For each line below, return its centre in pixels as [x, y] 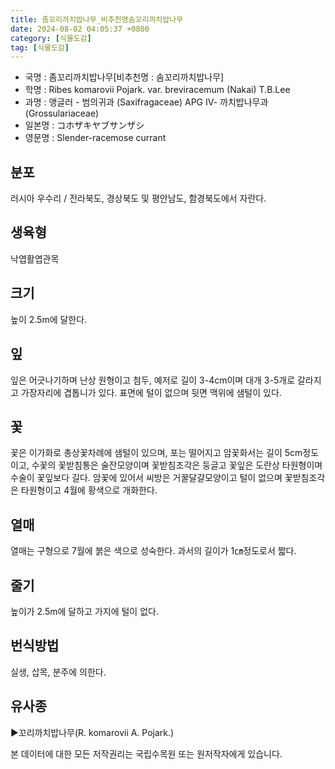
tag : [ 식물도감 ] [40, 47]
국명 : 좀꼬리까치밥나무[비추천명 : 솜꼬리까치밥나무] [124, 77]
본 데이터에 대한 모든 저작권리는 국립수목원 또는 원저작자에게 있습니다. [146, 753]
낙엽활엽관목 [35, 258]
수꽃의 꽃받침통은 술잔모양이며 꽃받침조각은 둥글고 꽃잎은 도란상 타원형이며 [177, 465]
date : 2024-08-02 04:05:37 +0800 [80, 29]
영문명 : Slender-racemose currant [95, 138]
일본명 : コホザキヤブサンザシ [84, 125]
